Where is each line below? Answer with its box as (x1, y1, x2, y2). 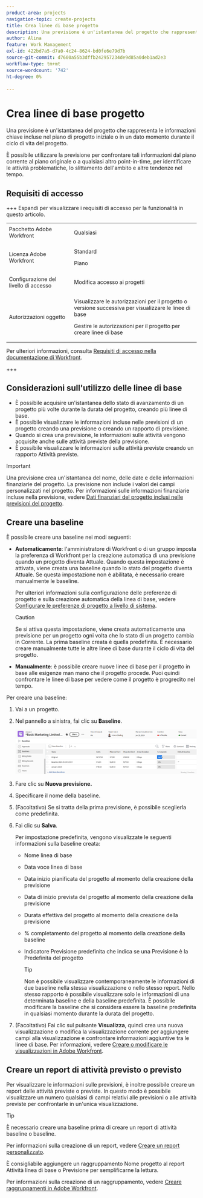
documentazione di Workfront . (6, 354, 83, 361)
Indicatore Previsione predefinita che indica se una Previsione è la (24, 947, 188, 955)
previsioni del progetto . (6, 499, 64, 507)
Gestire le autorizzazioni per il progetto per (74, 322, 180, 329)
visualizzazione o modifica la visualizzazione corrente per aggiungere (14, 1028, 189, 1035)
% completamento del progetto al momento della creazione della (24, 929, 185, 936)
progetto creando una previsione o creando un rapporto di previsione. (14, 424, 189, 432)
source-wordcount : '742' (6, 67, 69, 73)
